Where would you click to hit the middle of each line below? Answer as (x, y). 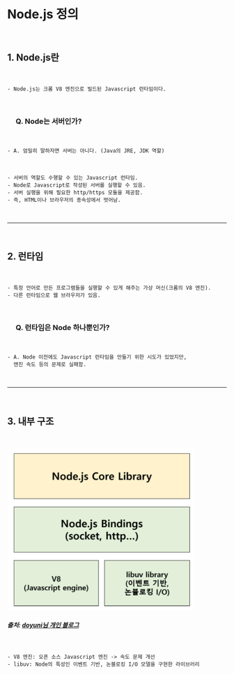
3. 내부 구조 (31, 421)
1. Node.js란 (33, 57)
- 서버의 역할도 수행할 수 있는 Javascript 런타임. (73, 178)
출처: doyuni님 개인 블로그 (43, 625)
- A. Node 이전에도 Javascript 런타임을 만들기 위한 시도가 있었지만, (97, 357)
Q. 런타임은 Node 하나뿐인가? (63, 327)
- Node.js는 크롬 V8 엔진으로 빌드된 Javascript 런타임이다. (87, 89)
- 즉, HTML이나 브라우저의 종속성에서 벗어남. (64, 200)
